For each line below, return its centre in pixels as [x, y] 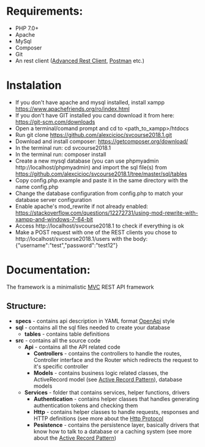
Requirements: [45, 11]
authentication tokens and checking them [86, 405]
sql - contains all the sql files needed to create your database [92, 327]
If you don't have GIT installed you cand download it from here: [95, 115]
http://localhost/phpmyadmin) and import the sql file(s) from [91, 167]
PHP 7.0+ [27, 28]
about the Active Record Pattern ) [75, 438]
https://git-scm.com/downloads [55, 122]
